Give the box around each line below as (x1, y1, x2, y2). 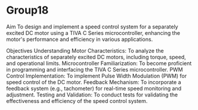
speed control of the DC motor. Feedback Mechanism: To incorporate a (6, 78, 181, 86)
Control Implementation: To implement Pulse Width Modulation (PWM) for (6, 72, 187, 79)
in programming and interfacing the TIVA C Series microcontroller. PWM (6, 66, 183, 73)
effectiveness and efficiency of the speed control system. (6, 97, 148, 104)
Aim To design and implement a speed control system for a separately (6, 23, 178, 30)
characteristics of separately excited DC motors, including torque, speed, (6, 53, 186, 60)
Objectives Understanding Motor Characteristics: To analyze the (6, 47, 164, 54)
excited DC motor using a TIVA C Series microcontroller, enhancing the (6, 29, 181, 36)
